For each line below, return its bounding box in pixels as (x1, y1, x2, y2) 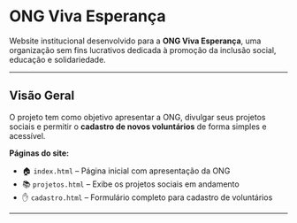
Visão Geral (9, 88, 75, 104)
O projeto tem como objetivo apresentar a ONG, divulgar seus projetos (9, 111, 266, 122)
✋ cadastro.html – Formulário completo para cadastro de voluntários (21, 192, 273, 203)
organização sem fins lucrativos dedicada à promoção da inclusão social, (9, 44, 277, 55)
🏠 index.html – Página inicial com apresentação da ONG (21, 165, 231, 176)
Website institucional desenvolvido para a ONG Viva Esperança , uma (9, 35, 262, 46)
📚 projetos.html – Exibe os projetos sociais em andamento (21, 179, 240, 189)
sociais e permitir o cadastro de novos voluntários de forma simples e (9, 121, 267, 132)
